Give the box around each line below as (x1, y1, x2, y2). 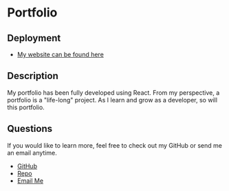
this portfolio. (7, 103, 45, 111)
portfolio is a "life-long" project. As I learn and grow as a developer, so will (7, 95, 218, 104)
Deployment (7, 32, 61, 44)
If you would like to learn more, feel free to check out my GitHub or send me (7, 141, 222, 149)
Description (7, 70, 58, 82)
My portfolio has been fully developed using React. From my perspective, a (7, 88, 220, 97)
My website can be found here (17, 50, 105, 58)
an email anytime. (7, 148, 57, 157)
